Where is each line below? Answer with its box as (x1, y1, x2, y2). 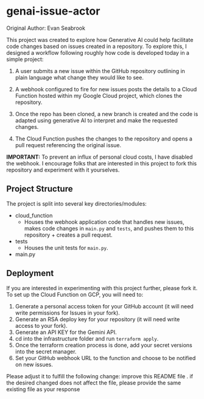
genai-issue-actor (6, 4, 100, 18)
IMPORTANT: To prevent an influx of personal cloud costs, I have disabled (6, 153, 193, 161)
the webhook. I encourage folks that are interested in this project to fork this (6, 159, 197, 167)
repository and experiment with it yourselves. (6, 166, 120, 173)
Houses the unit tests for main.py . (24, 244, 108, 251)
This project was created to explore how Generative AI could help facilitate (6, 36, 194, 43)
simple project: (6, 55, 44, 63)
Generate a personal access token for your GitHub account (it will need (15, 302, 194, 310)
